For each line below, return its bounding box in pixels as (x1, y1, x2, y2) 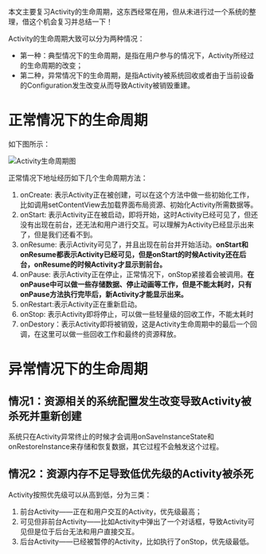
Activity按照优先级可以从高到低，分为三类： (8, 490, 152, 499)
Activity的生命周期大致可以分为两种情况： (8, 34, 145, 43)
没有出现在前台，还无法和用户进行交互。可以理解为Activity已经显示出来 (19, 220, 255, 229)
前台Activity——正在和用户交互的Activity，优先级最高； (19, 506, 203, 516)
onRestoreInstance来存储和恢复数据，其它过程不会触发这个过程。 (8, 441, 224, 451)
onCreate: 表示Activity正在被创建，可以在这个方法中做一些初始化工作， (19, 189, 254, 199)
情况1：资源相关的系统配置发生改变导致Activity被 (8, 394, 252, 408)
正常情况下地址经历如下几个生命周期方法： (8, 173, 148, 182)
